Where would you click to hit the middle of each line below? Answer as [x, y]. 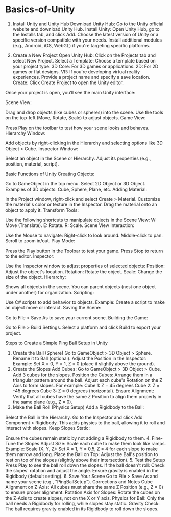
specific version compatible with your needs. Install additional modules [87, 40]
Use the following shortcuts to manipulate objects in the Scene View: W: [81, 220]
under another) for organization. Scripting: [50, 292]
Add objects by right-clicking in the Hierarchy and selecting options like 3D [84, 143]
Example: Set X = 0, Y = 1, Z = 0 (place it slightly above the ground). [84, 364]
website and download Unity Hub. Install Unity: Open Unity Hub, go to [86, 29]
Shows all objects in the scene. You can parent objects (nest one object [80, 287]
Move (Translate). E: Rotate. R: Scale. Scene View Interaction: [70, 225]
